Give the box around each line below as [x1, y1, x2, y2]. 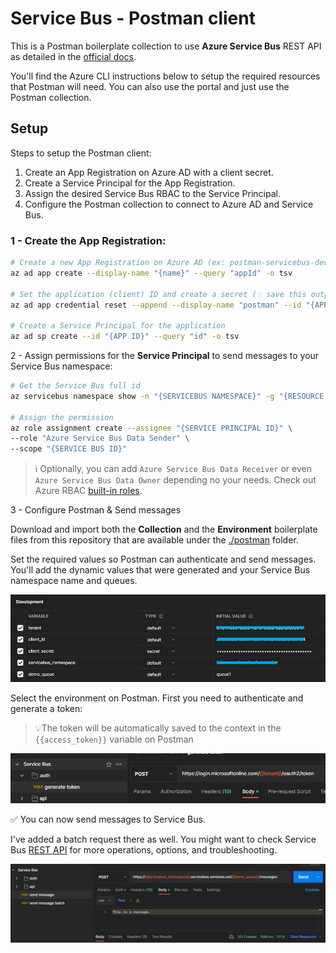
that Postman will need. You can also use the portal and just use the [10, 80, 290, 92]
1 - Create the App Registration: [10, 233, 167, 247]
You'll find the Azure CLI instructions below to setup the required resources [10, 70, 321, 82]
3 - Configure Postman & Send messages [10, 504, 182, 516]
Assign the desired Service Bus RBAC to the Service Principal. [24, 187, 281, 199]
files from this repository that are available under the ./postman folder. [10, 534, 299, 546]
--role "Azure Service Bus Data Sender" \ [10, 433, 190, 444]
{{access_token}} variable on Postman [34, 733, 194, 746]
